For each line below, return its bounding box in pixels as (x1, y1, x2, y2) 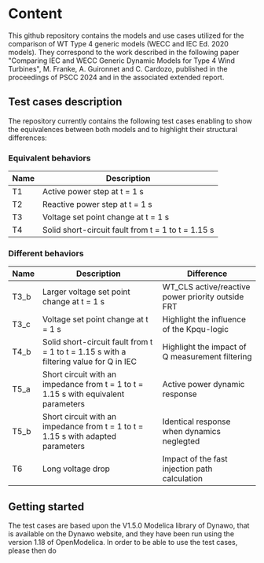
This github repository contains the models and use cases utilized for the (8, 31, 244, 40)
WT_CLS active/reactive (162, 281, 251, 293)
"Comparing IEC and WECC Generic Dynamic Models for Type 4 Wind (8, 56, 236, 65)
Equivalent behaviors (8, 153, 91, 164)
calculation (162, 473, 203, 484)
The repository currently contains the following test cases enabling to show (8, 116, 253, 126)
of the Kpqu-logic (162, 324, 229, 335)
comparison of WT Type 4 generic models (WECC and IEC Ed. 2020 (8, 39, 229, 48)
